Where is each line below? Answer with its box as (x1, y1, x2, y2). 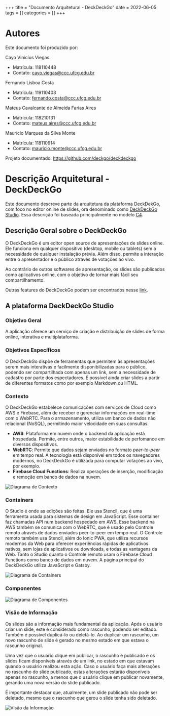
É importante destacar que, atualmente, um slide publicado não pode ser (5, 689, 158, 696)
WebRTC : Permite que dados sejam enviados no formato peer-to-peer (12, 447, 160, 453)
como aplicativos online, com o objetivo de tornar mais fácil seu (5, 271, 139, 278)
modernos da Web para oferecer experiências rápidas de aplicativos (5, 540, 149, 547)
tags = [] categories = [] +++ (5, 10, 65, 16)
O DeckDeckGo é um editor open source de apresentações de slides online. (5, 240, 164, 246)
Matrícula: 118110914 (12, 140, 55, 146)
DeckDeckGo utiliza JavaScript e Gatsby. (5, 562, 91, 569)
